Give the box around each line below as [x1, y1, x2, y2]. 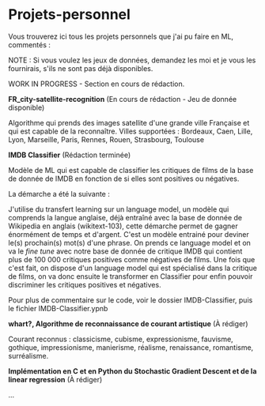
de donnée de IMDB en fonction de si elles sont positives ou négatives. [8, 174, 240, 183]
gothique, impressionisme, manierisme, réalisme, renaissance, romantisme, [8, 342, 254, 352]
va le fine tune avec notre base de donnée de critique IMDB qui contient [8, 246, 243, 256]
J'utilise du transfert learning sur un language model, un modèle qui [8, 204, 229, 214]
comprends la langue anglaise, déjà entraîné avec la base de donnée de [8, 212, 243, 222]
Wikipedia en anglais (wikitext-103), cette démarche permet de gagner [8, 221, 239, 231]
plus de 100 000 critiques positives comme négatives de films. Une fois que [8, 254, 256, 264]
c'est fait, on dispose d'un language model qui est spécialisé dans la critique [8, 263, 257, 273]
